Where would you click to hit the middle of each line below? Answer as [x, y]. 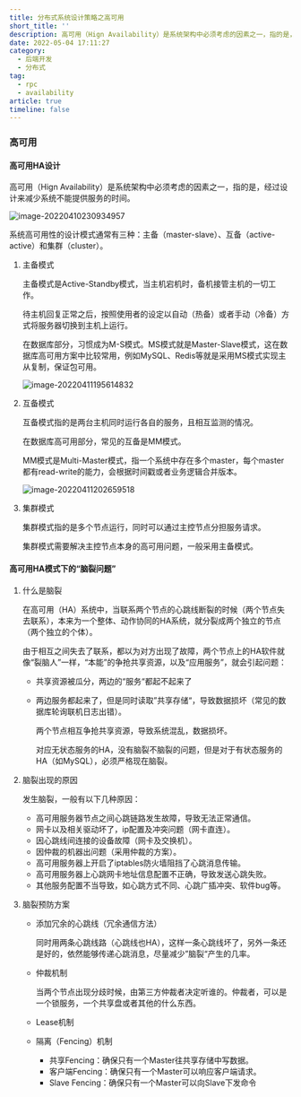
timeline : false [39, 109]
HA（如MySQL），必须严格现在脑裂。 [104, 761]
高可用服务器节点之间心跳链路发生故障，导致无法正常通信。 [146, 818]
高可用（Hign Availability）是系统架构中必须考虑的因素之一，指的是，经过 [145, 187]
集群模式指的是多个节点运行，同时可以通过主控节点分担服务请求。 [144, 527]
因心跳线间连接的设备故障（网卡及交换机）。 [116, 840]
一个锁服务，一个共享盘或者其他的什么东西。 [118, 1003]
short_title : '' [39, 26]
